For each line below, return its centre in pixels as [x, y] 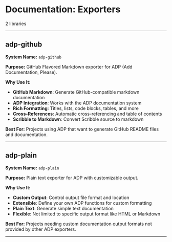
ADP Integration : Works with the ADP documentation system [77, 103]
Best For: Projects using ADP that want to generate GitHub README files [82, 129]
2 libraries [16, 24]
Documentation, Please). [31, 72]
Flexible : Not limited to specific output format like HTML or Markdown [87, 214]
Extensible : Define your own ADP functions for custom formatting [82, 203]
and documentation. [26, 135]
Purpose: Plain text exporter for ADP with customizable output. [72, 178]
